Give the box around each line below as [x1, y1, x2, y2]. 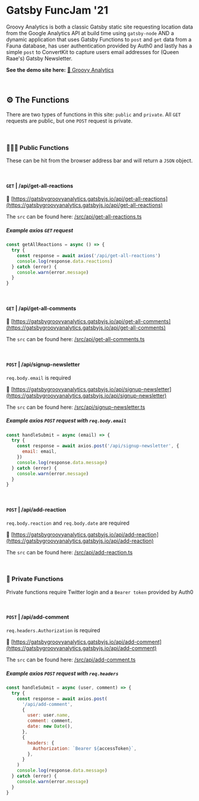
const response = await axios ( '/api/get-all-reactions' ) [17, 253, 161, 258]
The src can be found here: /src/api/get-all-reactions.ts [6, 213, 142, 220]
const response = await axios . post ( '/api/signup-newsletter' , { [17, 443, 179, 449]
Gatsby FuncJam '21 [6, 4, 109, 17]
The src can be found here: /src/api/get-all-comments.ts [6, 336, 145, 343]
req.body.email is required [6, 374, 71, 381]
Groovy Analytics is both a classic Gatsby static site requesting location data [6, 23, 193, 30]
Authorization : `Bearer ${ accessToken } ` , [32, 745, 137, 752]
